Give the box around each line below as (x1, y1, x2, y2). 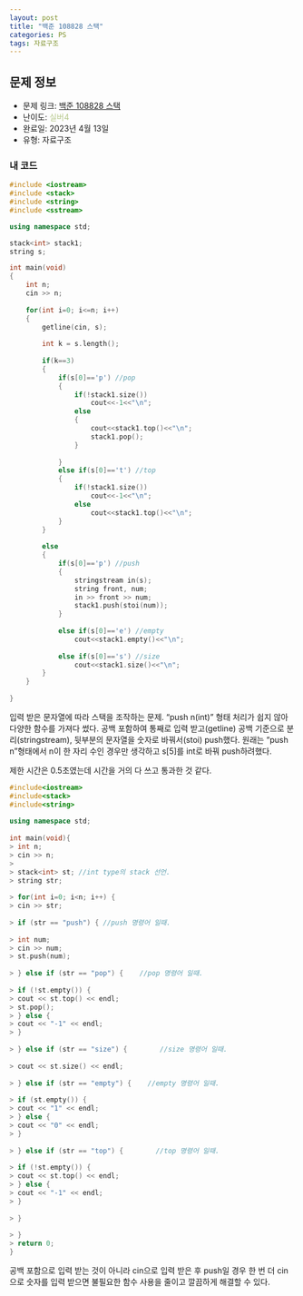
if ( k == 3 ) (42, 356, 75, 366)
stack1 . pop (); (90, 432, 144, 441)
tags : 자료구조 (9, 38, 59, 48)
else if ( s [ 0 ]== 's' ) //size (57, 651, 161, 661)
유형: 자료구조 (22, 134, 73, 145)
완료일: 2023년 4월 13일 (22, 124, 109, 134)
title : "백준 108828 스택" (9, 22, 104, 31)
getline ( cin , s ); (42, 322, 107, 331)
